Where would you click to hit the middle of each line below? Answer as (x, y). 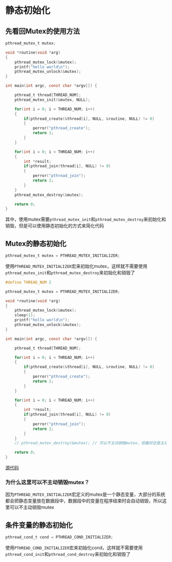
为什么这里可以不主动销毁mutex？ (47, 482)
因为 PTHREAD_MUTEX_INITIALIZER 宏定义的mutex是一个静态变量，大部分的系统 (85, 495)
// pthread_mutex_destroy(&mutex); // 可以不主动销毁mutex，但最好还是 (87, 443)
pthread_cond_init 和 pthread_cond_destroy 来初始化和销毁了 (68, 554)
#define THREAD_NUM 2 (28, 282)
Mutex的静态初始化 (36, 243)
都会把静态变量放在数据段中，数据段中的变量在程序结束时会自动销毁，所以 (84, 501)
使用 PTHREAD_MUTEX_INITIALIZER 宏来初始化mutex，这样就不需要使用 (76, 266)
